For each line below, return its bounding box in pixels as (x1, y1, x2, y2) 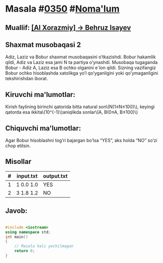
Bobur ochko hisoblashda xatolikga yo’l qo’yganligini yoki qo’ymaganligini (5, 70, 158, 76)
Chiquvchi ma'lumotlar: (5, 124, 81, 133)
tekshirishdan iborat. (5, 76, 48, 82)
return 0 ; (14, 248, 35, 254)
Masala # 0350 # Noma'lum (5, 3, 120, 15)
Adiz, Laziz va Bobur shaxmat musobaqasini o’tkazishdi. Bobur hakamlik (5, 54, 156, 60)
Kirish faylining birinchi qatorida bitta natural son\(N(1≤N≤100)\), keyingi (5, 104, 155, 110)
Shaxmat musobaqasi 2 (5, 40, 81, 49)
